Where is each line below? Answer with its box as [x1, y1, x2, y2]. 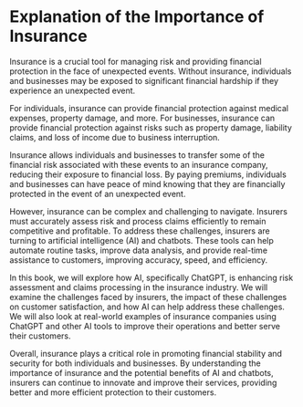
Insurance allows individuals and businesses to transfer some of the [9, 149, 266, 161]
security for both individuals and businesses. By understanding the [9, 358, 262, 369]
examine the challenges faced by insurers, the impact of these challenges [9, 291, 287, 302]
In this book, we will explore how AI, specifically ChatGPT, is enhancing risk [9, 272, 294, 283]
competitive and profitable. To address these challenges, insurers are [9, 225, 271, 236]
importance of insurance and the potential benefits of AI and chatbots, [9, 367, 274, 378]
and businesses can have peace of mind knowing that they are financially [9, 178, 286, 189]
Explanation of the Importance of [9, 6, 265, 27]
